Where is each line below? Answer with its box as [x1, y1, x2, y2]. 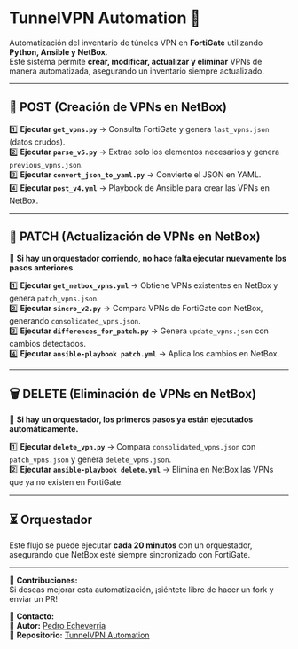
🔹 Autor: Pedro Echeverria [9, 621, 106, 631]
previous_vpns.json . [9, 159, 83, 169]
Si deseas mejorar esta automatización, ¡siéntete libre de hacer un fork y [9, 584, 274, 595]
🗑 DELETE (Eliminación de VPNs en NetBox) [9, 386, 257, 402]
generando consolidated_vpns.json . [9, 315, 142, 326]
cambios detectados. [9, 338, 87, 348]
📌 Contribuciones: [9, 575, 78, 586]
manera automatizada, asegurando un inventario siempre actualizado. [9, 66, 264, 76]
